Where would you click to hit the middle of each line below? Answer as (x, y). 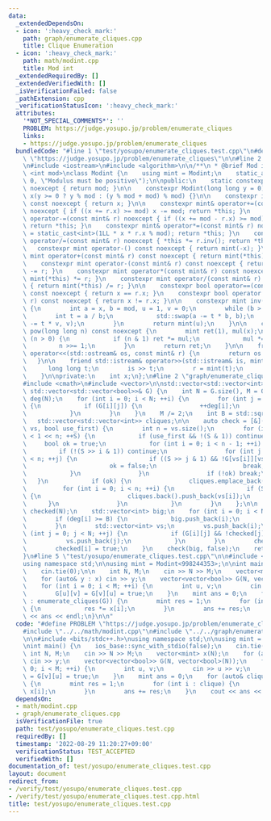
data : (17, 16)
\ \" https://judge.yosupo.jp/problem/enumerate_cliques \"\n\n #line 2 (142, 158)
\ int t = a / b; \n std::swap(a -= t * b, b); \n (138, 316)
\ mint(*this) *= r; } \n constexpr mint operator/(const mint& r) (142, 279)
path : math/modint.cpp (61, 61)
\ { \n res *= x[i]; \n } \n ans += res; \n (137, 609)
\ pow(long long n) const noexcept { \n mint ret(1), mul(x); (140, 331)
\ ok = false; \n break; (144, 466)
